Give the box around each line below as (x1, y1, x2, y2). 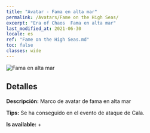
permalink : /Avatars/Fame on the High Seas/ (6, 14, 119, 20)
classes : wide (6, 48, 42, 54)
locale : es (6, 31, 33, 37)
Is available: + (6, 120, 42, 128)
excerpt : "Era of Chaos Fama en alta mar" (6, 20, 117, 26)
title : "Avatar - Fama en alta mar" (6, 8, 97, 15)
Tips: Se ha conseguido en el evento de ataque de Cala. (6, 109, 145, 116)
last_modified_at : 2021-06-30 (6, 25, 82, 32)
